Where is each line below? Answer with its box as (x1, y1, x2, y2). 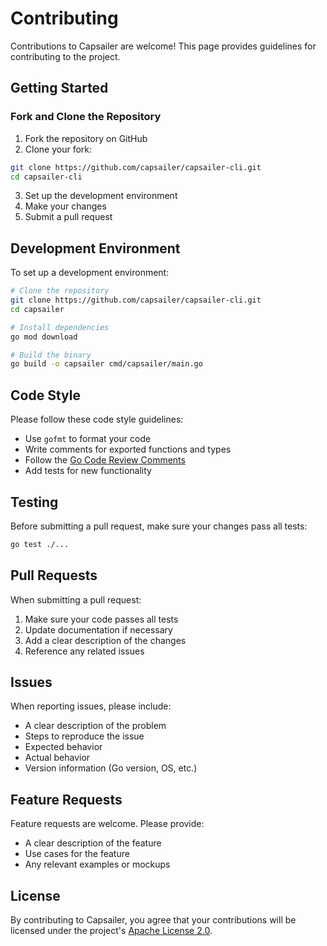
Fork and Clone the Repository (10, 110, 162, 124)
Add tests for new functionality (24, 465, 152, 477)
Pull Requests (10, 567, 98, 584)
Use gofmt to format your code (24, 433, 152, 445)
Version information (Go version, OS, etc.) (24, 762, 198, 774)
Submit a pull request (24, 211, 113, 223)
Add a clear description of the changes (24, 634, 187, 646)
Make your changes (24, 200, 107, 212)
